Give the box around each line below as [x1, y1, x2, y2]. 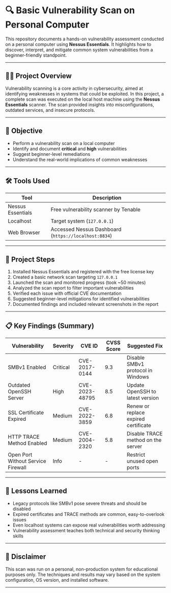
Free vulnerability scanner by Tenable [50, 206, 141, 213]
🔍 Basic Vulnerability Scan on [5, 5, 135, 16]
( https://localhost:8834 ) [50, 232, 112, 240]
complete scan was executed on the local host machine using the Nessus [5, 96, 160, 102]
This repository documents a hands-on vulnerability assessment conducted [5, 36, 164, 42]
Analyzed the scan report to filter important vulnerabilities [12, 285, 134, 291]
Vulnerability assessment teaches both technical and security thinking [12, 527, 160, 533]
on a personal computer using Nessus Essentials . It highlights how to [5, 41, 152, 47]
